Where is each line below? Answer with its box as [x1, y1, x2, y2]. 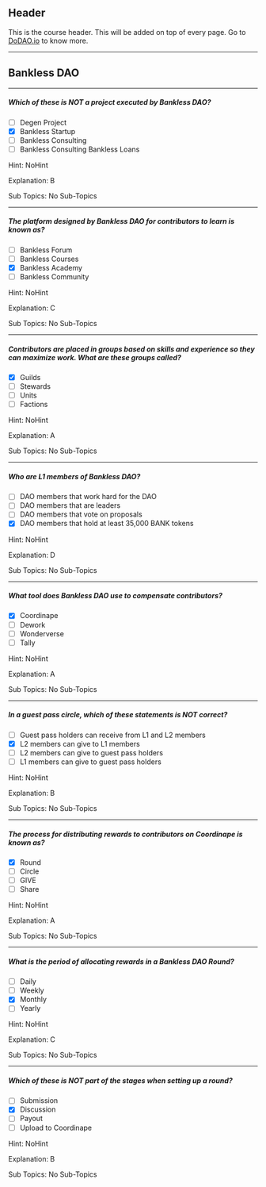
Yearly [19, 1004, 41, 1013]
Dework [19, 620, 46, 629]
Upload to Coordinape [19, 1123, 93, 1132]
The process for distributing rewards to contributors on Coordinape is [8, 829, 243, 839]
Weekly [19, 985, 45, 995]
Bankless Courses [19, 254, 79, 263]
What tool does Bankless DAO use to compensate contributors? [8, 591, 223, 601]
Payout [19, 1114, 44, 1124]
